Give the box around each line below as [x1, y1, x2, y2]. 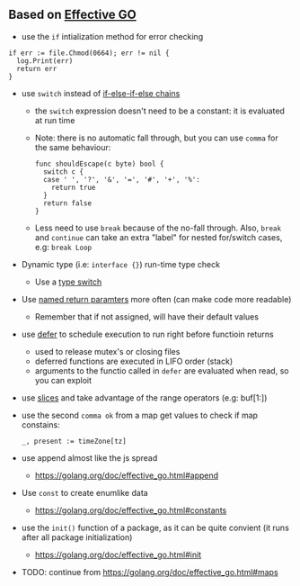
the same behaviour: [34, 141, 111, 152]
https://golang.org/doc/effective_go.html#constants [34, 504, 227, 516]
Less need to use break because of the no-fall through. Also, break [34, 222, 282, 233]
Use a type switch [34, 276, 102, 287]
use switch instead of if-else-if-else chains [21, 87, 181, 98]
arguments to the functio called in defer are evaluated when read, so [34, 365, 289, 376]
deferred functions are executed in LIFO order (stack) [34, 356, 234, 366]
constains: [21, 419, 60, 430]
